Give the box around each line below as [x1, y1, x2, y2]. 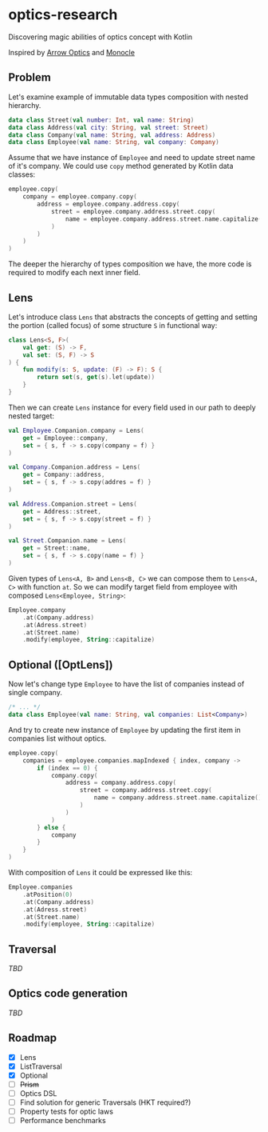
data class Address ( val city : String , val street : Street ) [8, 123, 209, 131]
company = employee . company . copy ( [22, 193, 137, 201]
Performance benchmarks [19, 1116, 106, 1126]
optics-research [8, 6, 118, 24]
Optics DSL [19, 1088, 57, 1098]
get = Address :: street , [22, 507, 102, 515]
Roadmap [8, 1031, 57, 1045]
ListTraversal [19, 1062, 62, 1071]
